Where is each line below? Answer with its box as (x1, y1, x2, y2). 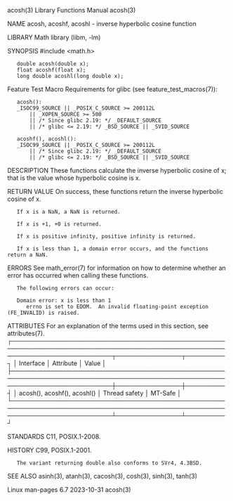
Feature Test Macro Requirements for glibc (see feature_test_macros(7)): (7, 85, 218, 93)
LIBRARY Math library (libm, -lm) (7, 33, 101, 41)
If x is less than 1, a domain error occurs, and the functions (16, 245, 209, 252)
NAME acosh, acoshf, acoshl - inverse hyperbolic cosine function (7, 20, 197, 27)
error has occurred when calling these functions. (7, 271, 149, 280)
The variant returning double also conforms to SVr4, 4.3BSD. (16, 460, 202, 467)
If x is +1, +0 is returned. (16, 221, 102, 228)
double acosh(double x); (16, 60, 90, 67)
